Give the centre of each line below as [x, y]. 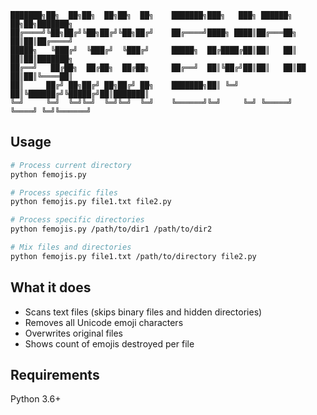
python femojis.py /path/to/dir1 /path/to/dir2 [111, 229]
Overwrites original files [73, 333]
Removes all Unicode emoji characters [104, 322]
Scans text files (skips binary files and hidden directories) [143, 312]
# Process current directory [71, 165]
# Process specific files [64, 192]
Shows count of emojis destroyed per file [109, 343]
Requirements [55, 375]
